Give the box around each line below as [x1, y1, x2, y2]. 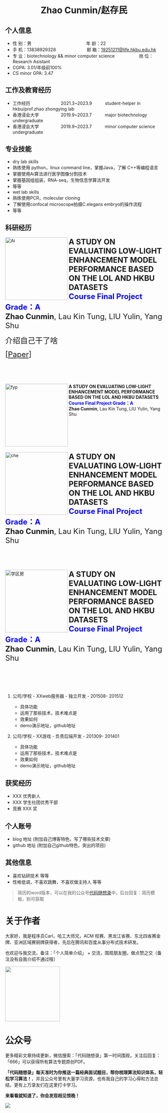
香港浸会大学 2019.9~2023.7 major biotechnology [12, 111, 147, 118]
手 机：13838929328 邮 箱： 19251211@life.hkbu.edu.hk [12, 47, 156, 53]
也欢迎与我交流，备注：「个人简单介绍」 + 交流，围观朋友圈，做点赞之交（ [5, 949, 157, 956]
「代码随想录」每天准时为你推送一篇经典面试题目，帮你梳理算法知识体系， [5, 1069, 158, 1075]
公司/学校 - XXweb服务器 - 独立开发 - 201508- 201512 [12, 693, 123, 699]
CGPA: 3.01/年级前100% [12, 65, 62, 70]
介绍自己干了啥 [5, 336, 58, 346]
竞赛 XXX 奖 [12, 806, 37, 812]
